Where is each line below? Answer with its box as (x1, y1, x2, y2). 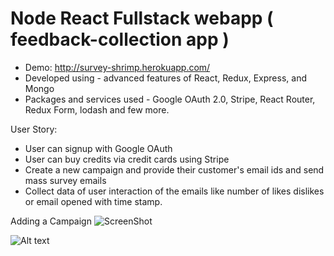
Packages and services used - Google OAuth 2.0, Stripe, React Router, (24, 93, 316, 105)
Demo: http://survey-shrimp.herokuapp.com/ (24, 61, 211, 73)
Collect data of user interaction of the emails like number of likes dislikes (24, 185, 325, 197)
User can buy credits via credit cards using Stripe (24, 153, 230, 165)
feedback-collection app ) (10, 28, 230, 51)
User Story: (10, 123, 58, 135)
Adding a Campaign (10, 215, 92, 227)
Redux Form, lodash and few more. (24, 103, 170, 116)
